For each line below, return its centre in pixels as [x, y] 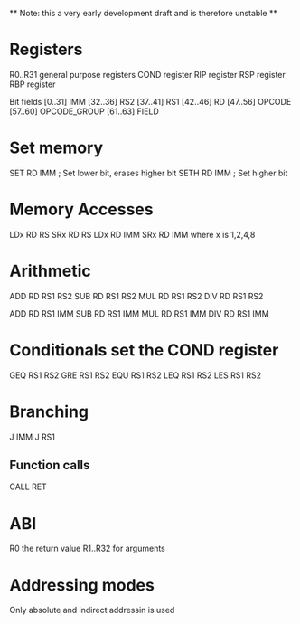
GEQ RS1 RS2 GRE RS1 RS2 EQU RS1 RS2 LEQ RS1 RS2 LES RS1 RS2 [136, 375]
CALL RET [28, 487]
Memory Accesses [81, 209]
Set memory [56, 148]
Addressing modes [82, 585]
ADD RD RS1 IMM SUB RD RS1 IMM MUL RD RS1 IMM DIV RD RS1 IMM [139, 313]
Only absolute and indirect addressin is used [92, 610]
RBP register [33, 84]
